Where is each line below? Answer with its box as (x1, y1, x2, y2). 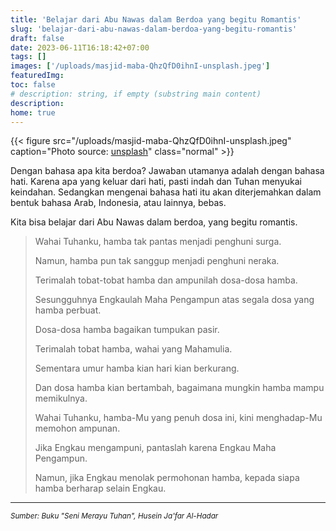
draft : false (10, 33, 65, 43)
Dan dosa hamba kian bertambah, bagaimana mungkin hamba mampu (34, 382, 325, 394)
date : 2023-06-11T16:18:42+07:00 (10, 42, 150, 53)
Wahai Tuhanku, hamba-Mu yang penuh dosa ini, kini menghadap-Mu (34, 412, 323, 424)
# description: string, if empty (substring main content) (10, 89, 262, 99)
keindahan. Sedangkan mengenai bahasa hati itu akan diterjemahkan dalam (10, 186, 322, 198)
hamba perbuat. (34, 304, 102, 316)
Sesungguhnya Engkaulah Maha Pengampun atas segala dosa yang (34, 294, 315, 306)
